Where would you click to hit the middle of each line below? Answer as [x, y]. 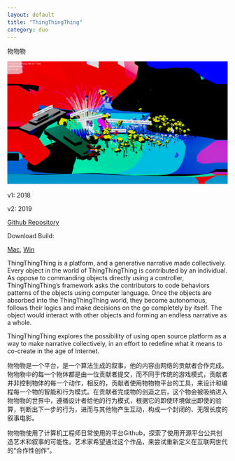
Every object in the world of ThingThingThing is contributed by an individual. [117, 270]
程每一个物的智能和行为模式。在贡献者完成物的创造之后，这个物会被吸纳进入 [117, 392]
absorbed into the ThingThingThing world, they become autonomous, [107, 301]
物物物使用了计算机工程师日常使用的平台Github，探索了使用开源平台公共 [112, 433]
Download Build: [31, 236]
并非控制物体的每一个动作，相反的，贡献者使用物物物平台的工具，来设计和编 [117, 383]
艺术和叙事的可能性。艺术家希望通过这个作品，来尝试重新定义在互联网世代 [120, 442]
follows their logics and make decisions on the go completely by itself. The [115, 308]
